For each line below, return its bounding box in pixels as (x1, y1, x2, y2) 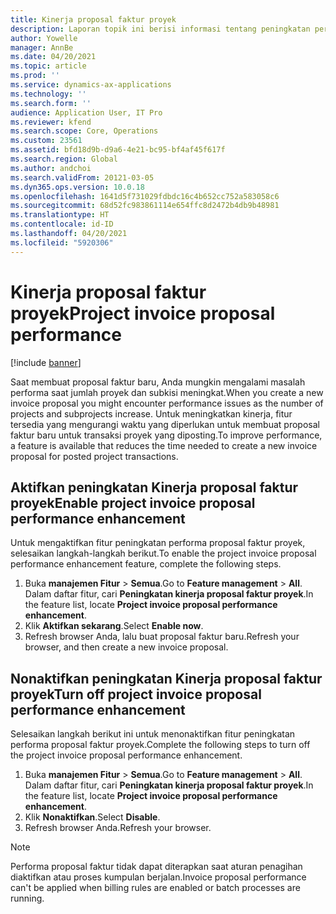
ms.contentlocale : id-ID (10, 219, 114, 230)
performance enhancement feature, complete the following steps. (10, 558, 282, 570)
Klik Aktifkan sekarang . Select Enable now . (24, 620, 204, 632)
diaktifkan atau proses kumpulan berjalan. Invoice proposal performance (10, 871, 307, 883)
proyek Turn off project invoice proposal (10, 686, 262, 703)
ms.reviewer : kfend (10, 117, 92, 127)
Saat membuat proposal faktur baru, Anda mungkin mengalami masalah (10, 376, 306, 388)
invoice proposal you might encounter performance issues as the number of (10, 397, 324, 409)
